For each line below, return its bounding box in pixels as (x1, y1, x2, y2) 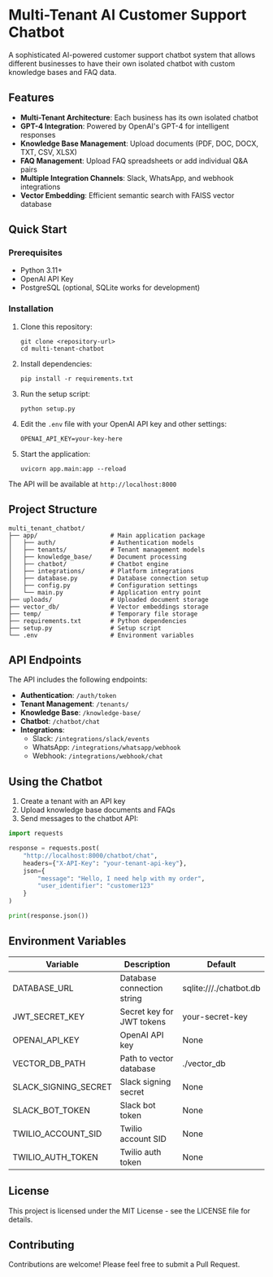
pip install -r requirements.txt (19, 375, 134, 383)
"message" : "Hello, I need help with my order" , (37, 874, 206, 883)
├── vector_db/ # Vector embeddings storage (8, 603, 209, 611)
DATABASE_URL (12, 982, 74, 994)
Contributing (8, 1238, 75, 1252)
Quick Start (8, 222, 67, 237)
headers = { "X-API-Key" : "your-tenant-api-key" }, (23, 859, 187, 867)
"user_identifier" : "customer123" (37, 882, 154, 890)
